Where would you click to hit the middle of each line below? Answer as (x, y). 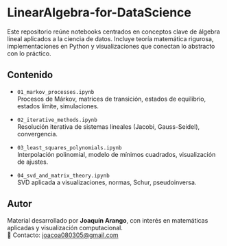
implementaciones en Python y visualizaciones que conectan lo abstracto (111, 46)
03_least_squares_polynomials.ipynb (69, 148)
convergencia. (37, 134)
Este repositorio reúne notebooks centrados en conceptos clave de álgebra (114, 32)
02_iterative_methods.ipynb (57, 120)
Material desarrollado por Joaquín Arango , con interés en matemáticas (108, 220)
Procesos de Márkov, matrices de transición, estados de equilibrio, (111, 99)
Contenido (30, 75)
